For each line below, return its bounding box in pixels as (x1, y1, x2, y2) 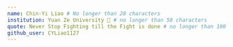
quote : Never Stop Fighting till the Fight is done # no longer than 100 (7, 23, 227, 30)
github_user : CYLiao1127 (7, 29, 80, 37)
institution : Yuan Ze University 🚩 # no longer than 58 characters (7, 17, 208, 23)
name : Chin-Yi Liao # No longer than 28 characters (7, 10, 160, 17)
